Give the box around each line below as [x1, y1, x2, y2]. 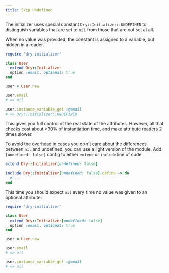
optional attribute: [5, 194, 42, 200]
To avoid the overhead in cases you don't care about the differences [5, 141, 147, 147]
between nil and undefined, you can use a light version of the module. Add [5, 146, 162, 152]
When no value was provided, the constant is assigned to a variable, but [5, 36, 155, 42]
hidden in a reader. [5, 41, 44, 48]
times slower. [5, 131, 33, 137]
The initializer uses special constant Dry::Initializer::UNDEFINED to [5, 21, 147, 27]
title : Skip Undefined [5, 7, 53, 13]
